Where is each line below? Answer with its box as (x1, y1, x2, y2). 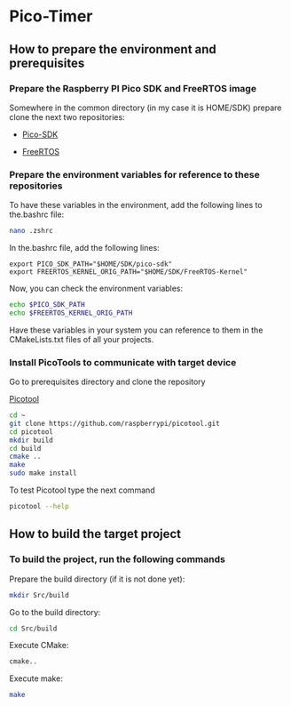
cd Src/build (9, 624, 58, 633)
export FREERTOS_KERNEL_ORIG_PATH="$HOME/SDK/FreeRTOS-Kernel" (9, 268, 248, 277)
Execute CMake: (9, 640, 69, 651)
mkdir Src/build (9, 590, 69, 599)
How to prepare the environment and (9, 42, 217, 57)
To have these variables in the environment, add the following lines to (9, 200, 263, 211)
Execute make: (9, 673, 64, 684)
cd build (9, 444, 42, 453)
